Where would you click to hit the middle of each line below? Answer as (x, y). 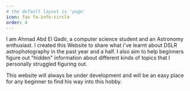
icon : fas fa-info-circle (38, 17)
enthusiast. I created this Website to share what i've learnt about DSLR (92, 45)
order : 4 (17, 22)
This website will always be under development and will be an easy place (95, 75)
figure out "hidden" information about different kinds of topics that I (88, 58)
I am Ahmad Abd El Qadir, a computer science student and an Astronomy (95, 39)
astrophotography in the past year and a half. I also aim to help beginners (95, 52)
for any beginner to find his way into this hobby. (64, 82)
